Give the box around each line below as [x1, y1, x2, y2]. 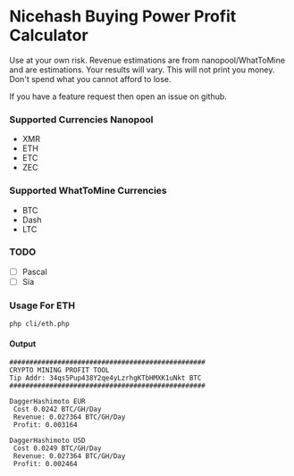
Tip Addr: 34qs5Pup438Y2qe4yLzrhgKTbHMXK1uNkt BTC [9, 373, 202, 383]
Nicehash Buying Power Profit [9, 6, 237, 27]
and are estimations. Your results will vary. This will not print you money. [9, 64, 275, 75]
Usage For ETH [9, 299, 76, 312]
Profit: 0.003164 [13, 421, 78, 430]
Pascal [21, 266, 47, 277]
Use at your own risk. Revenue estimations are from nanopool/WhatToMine [9, 54, 286, 65]
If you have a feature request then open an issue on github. [9, 91, 228, 102]
